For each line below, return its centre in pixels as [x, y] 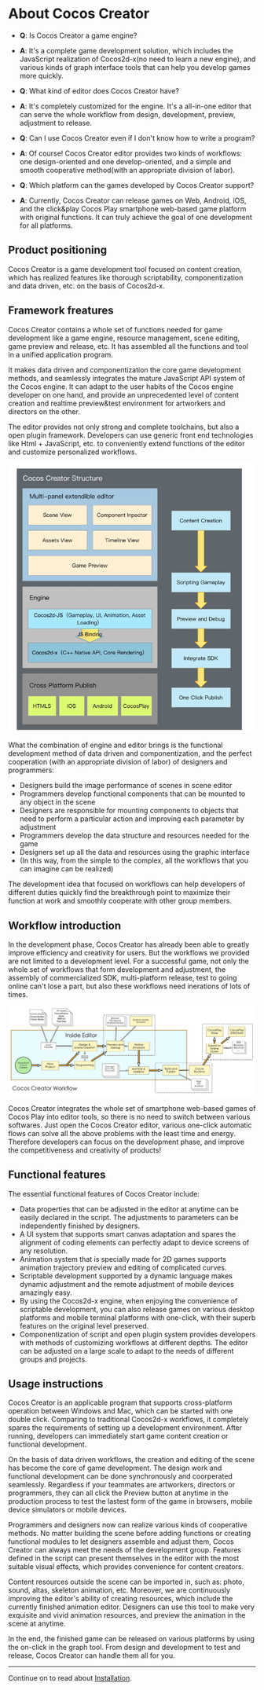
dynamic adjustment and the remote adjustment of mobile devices [126, 1284]
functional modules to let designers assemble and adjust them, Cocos [121, 1542]
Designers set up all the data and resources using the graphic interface [134, 852]
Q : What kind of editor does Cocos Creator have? [99, 90]
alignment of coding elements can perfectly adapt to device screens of [134, 1242]
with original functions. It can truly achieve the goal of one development [136, 217]
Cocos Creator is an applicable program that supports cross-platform [120, 1402]
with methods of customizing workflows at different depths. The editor [134, 1342]
